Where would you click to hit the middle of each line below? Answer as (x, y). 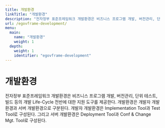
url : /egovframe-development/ (36, 23)
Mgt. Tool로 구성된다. (26, 121)
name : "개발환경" (30, 37)
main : (15, 32)
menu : (11, 28)
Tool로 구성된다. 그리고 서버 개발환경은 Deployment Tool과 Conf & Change (78, 114)
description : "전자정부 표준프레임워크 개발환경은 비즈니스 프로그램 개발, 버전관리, (80, 19)
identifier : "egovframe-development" (53, 55)
